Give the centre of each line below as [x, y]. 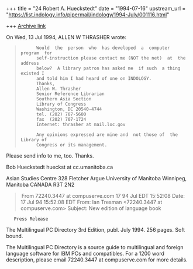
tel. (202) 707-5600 [61, 114]
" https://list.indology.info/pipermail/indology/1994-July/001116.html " [88, 15]
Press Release [31, 219]
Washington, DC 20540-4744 [69, 109]
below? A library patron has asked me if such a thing [108, 68]
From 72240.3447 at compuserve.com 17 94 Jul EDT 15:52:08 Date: [103, 196]
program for [36, 53]
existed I [32, 74]
